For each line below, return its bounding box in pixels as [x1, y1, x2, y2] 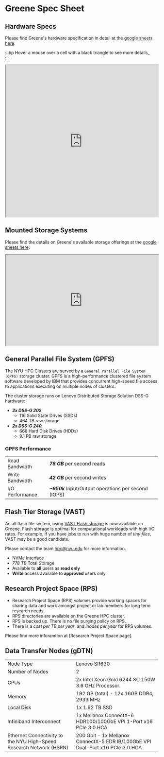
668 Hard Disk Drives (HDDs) [19, 428, 79, 434]
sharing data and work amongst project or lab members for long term [12, 602, 151, 608]
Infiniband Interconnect [7, 718, 61, 725]
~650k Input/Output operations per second [49, 485, 148, 492]
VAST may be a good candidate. [5, 536, 69, 542]
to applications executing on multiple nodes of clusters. [5, 383, 116, 389]
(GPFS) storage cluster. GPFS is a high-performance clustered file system [5, 373, 151, 379]
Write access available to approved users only [12, 570, 106, 576]
